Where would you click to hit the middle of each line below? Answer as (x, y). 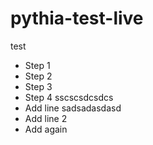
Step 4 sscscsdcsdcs (69, 97)
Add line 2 (46, 118)
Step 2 (38, 76)
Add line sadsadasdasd (73, 108)
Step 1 (37, 65)
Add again (46, 129)
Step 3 (38, 86)
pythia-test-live (77, 18)
